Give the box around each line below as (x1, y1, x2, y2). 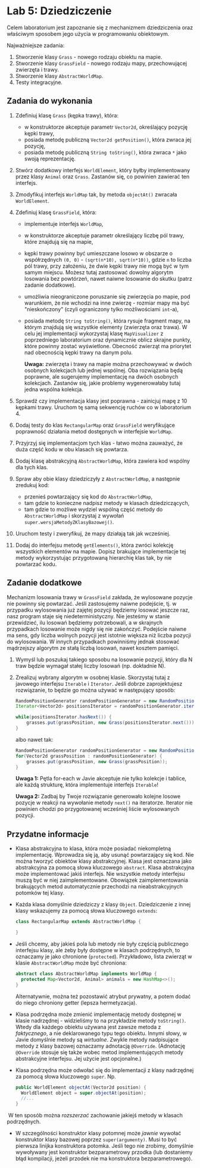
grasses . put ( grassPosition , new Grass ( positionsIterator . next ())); (26, 720, 197, 726)
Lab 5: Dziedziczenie (7, 4, 112, 18)
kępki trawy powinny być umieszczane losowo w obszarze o (24, 249, 173, 257)
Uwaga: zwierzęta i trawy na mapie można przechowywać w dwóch (24, 360, 192, 367)
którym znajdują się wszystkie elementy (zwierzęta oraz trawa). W (24, 323, 187, 330)
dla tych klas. (15, 463, 48, 470)
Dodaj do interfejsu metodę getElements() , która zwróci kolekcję (15, 541, 174, 549)
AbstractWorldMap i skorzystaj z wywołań (24, 512, 124, 519)
